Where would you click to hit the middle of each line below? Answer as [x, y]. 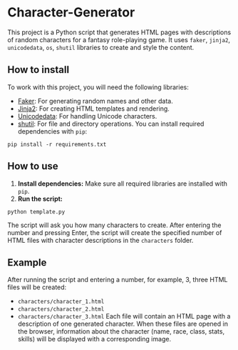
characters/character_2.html [61, 309]
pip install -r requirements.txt [57, 144]
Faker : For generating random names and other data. [95, 101]
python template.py [36, 211]
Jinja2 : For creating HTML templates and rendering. [93, 109]
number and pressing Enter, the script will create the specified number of [115, 232]
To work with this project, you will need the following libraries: [98, 87]
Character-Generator [71, 12]
